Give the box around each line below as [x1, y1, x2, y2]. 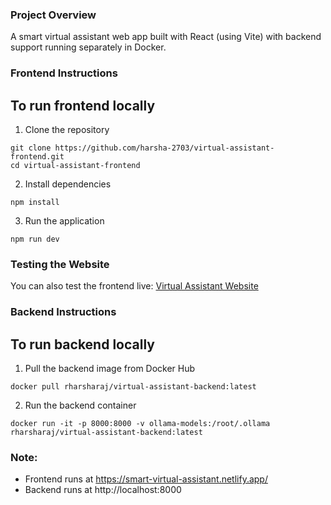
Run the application [24, 215, 105, 227]
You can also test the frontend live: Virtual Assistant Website [10, 280, 259, 292]
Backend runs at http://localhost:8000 [24, 484, 182, 496]
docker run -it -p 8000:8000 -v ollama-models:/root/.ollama [10, 419, 271, 429]
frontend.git [10, 152, 65, 162]
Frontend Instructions [10, 66, 118, 80]
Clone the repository [24, 124, 110, 136]
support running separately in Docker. [10, 41, 167, 53]
